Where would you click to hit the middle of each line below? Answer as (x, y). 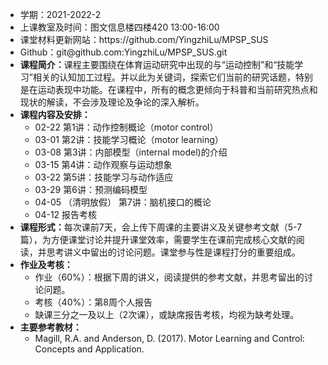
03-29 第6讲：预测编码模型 (91, 189)
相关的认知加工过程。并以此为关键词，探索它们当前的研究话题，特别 (172, 77)
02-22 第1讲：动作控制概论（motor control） (126, 127)
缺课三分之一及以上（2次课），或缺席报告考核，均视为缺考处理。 (167, 314)
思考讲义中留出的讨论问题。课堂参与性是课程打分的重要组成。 (173, 252)
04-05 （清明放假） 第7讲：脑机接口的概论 (123, 202)
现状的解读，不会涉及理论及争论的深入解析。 (112, 102)
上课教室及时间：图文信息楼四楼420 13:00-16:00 (119, 27)
